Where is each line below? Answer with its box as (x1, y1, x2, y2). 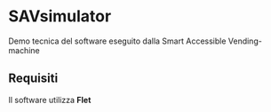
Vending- (227, 36, 263, 46)
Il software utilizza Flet (8, 94, 92, 105)
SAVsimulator (8, 6, 112, 27)
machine (8, 44, 41, 55)
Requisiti (8, 71, 59, 86)
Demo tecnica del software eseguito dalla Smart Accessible (8, 36, 227, 46)
